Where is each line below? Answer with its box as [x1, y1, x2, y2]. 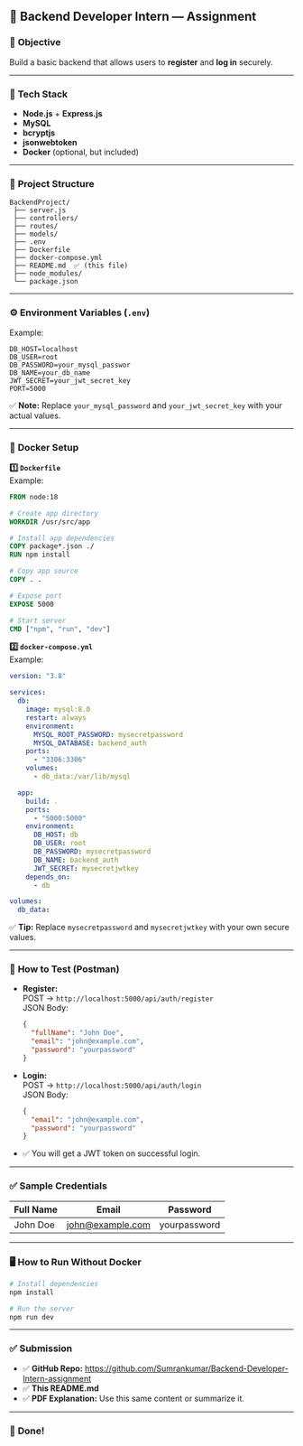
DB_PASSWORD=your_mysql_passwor [9, 360, 131, 369]
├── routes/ [13, 222, 59, 231]
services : [9, 688, 47, 697]
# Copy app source [9, 566, 78, 576]
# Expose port [9, 591, 63, 601]
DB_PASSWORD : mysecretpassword [32, 847, 151, 856]
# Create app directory [9, 508, 99, 518]
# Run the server [9, 1304, 75, 1313]
